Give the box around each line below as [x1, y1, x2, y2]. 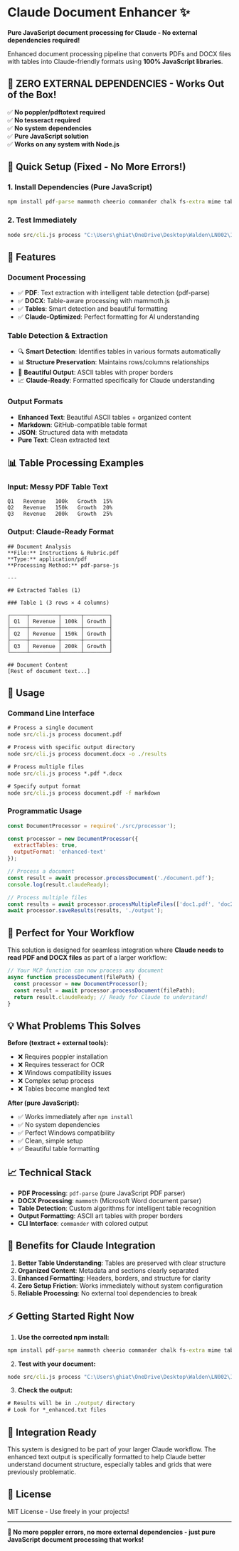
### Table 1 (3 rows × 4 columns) [7, 599, 110, 606]
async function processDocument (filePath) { [7, 974, 142, 981]
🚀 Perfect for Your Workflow [7, 926, 135, 939]
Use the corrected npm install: [17, 1333, 110, 1341]
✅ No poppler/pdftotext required [7, 107, 105, 116]
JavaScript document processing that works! [7, 1535, 144, 1544]
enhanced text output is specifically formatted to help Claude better [7, 1452, 206, 1461]
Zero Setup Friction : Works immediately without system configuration [17, 1281, 223, 1290]
